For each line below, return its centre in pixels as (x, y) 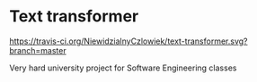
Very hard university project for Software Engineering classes (123, 68)
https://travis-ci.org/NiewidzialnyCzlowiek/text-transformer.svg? (128, 41)
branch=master (38, 50)
